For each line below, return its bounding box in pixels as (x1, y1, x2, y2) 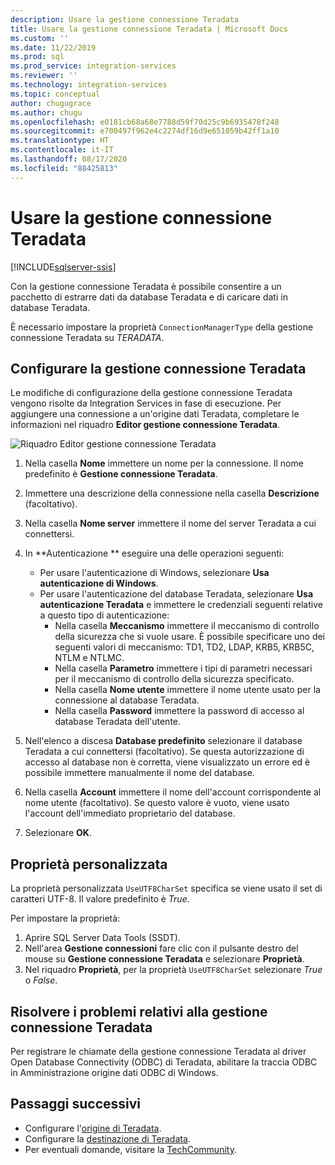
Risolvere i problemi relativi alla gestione (10, 1003, 268, 1020)
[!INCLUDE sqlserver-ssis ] (10, 261, 117, 273)
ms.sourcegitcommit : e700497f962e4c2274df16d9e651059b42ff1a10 (10, 126, 280, 136)
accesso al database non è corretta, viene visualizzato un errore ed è (24, 756, 311, 768)
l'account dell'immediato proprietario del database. (24, 807, 236, 820)
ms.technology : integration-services (10, 80, 168, 90)
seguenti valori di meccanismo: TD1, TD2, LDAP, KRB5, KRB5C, (54, 641, 315, 653)
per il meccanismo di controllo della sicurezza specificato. (54, 673, 295, 685)
